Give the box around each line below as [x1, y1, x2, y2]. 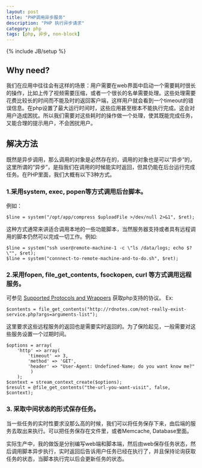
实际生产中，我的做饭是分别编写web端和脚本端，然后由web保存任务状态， [6, 440, 191, 447]
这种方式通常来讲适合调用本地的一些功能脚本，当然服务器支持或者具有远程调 [6, 226, 196, 233]
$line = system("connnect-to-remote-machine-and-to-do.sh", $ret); [6, 256, 179, 262]
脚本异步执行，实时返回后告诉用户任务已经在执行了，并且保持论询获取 [22, 448, 196, 455]
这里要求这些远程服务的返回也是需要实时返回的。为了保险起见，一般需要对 [6, 323, 191, 330]
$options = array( [6, 342, 52, 349]
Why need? [6, 65, 50, 75]
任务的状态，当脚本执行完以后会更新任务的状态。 [6, 455, 127, 462]
